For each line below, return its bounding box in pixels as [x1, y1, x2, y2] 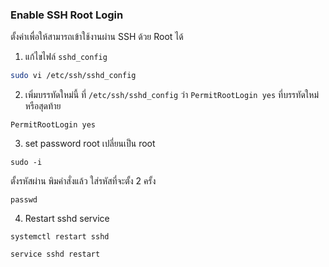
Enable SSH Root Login [10, 8, 124, 22]
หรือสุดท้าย [24, 100, 62, 112]
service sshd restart [10, 249, 101, 260]
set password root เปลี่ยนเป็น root [24, 138, 156, 150]
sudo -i [10, 158, 43, 168]
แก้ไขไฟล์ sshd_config [24, 51, 108, 63]
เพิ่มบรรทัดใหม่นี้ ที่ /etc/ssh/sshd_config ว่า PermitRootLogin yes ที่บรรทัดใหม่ [24, 89, 319, 101]
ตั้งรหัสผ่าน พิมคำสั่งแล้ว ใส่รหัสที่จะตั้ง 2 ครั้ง [10, 175, 157, 187]
